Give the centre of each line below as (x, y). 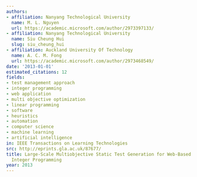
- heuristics (22, 116)
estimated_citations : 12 (37, 72)
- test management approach (41, 83)
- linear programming (33, 105)
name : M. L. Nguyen (35, 22)
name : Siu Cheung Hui (38, 39)
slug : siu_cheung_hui (38, 45)
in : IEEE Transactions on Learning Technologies (67, 143)
